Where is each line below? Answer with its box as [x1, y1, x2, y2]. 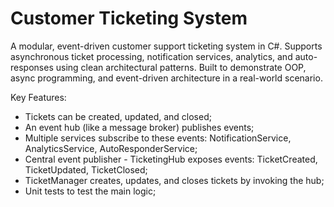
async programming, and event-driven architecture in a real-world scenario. [10, 72, 323, 84]
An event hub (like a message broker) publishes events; [24, 121, 255, 133]
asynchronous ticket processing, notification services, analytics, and [10, 50, 293, 62]
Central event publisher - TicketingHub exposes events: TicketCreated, [24, 153, 318, 165]
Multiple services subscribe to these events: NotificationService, [24, 132, 292, 144]
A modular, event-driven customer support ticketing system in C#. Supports [10, 40, 323, 52]
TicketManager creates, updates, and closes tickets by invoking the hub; [24, 174, 325, 186]
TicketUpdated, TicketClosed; [24, 163, 148, 176]
